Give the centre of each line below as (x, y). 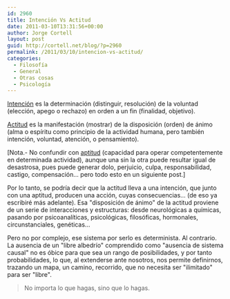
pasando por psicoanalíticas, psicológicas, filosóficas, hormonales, (103, 218)
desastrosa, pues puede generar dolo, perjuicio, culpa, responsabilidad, (109, 167)
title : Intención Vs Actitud (49, 20)
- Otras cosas (33, 78)
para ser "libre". (29, 275)
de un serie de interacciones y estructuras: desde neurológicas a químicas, (114, 210)
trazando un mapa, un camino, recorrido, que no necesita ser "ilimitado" (110, 267)
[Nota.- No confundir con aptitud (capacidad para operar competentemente (115, 153)
